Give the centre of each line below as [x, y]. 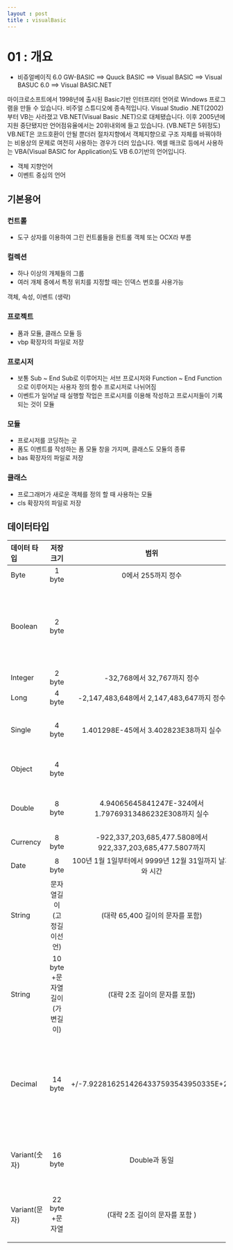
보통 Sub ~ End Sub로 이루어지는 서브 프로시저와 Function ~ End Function [119, 378]
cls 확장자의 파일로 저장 [49, 503]
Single [21, 730]
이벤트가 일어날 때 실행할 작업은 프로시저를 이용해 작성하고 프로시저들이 [113, 396]
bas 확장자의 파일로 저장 [50, 458]
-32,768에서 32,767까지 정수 [152, 678]
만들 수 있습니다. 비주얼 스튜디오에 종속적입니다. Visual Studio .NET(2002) [122, 108]
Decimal [24, 1084]
